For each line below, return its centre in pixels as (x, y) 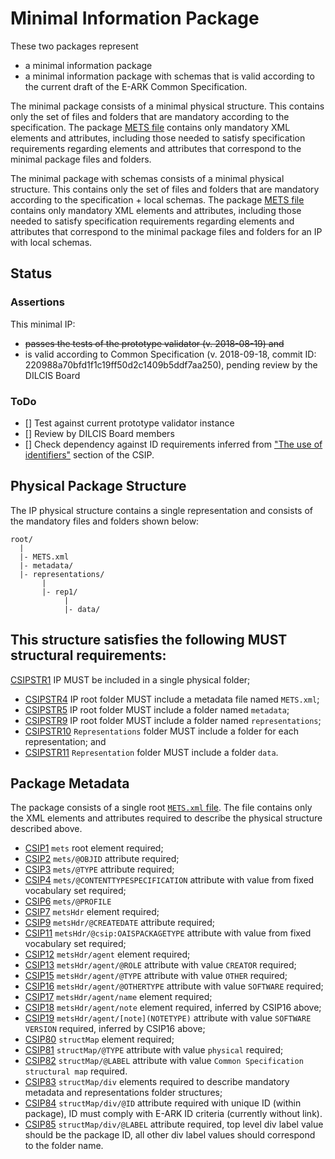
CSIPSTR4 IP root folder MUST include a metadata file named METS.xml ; (172, 699)
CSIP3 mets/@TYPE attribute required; (99, 869)
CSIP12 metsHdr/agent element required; (107, 954)
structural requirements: (88, 655)
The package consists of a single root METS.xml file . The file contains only (161, 808)
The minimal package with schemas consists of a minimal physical (147, 178)
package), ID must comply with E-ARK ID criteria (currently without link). (173, 1114)
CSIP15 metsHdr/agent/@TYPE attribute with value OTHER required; (156, 976)
